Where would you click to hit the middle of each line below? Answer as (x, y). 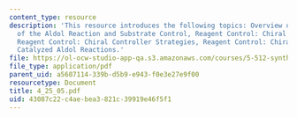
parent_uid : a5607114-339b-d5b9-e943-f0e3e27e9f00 (104, 75)
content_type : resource (53, 17)
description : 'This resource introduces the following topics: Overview (146, 26)
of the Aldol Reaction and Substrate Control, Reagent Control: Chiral (152, 33)
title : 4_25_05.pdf (45, 91)
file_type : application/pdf (61, 67)
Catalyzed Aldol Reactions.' (71, 50)
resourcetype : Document (53, 83)
